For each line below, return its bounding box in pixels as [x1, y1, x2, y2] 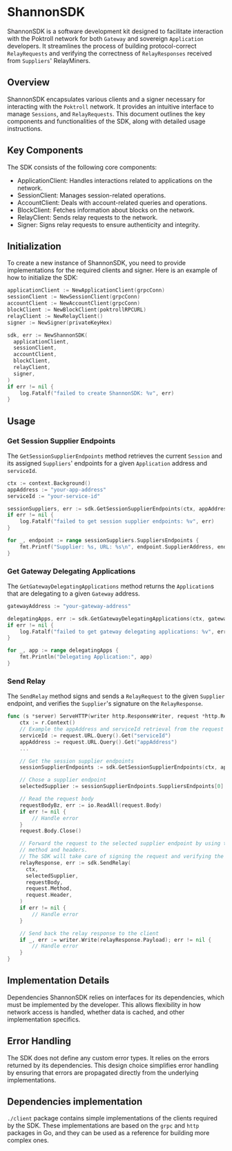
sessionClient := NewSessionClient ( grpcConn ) [7, 294, 140, 301]
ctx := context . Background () [7, 479, 91, 487]
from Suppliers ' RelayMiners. [7, 56, 91, 64]
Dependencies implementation [7, 1096, 143, 1108]
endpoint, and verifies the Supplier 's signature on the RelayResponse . [7, 699, 204, 708]
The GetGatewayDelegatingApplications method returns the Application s [7, 582, 214, 590]
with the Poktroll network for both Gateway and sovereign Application [7, 34, 204, 42]
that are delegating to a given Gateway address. [7, 589, 140, 598]
